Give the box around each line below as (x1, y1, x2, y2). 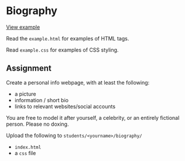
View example (6, 24, 40, 31)
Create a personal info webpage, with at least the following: (6, 79, 150, 86)
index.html (14, 144, 42, 150)
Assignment (6, 63, 52, 73)
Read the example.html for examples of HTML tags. (6, 35, 129, 42)
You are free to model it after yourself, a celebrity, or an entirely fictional (6, 114, 180, 121)
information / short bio (14, 96, 69, 103)
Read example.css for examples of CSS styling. (6, 46, 119, 53)
